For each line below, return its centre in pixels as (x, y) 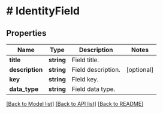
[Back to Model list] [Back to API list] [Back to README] (75, 104)
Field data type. (93, 89)
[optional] (140, 70)
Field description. (96, 70)
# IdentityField (43, 11)
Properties (26, 33)
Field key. (85, 79)
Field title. (85, 60)
